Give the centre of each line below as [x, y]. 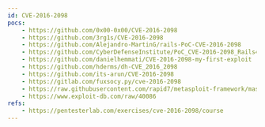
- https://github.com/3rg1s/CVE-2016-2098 [93, 37]
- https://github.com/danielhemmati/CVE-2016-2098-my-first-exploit [137, 60]
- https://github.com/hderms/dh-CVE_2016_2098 [100, 67]
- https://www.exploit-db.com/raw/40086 [89, 96]
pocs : [16, 23]
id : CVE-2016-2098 [38, 15]
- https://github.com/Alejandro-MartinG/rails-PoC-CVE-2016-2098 [132, 45]
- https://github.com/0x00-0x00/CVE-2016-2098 [100, 30]
